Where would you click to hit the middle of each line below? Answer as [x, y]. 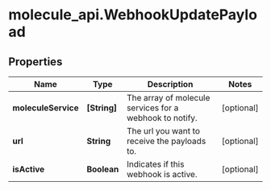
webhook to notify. [162, 118]
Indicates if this [155, 164]
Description [170, 84]
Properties [35, 62]
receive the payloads [166, 141]
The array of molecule [168, 98]
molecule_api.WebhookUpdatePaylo [133, 15]
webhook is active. [162, 174]
